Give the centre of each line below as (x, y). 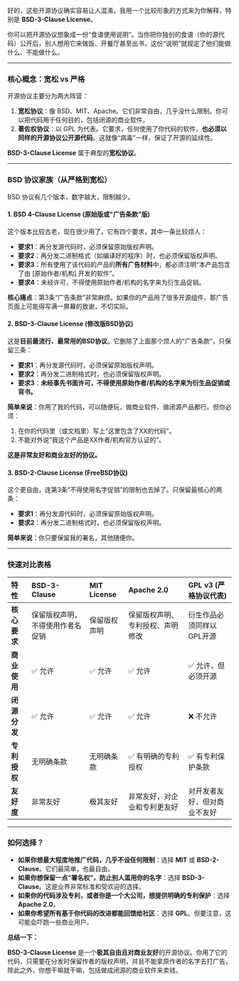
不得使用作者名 (57, 625)
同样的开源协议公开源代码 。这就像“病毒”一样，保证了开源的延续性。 (117, 138)
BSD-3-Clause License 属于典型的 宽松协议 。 (74, 153)
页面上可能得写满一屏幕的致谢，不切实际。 (70, 306)
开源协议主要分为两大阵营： (48, 96)
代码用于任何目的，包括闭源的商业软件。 (90, 120)
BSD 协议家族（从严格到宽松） (59, 180)
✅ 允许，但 (207, 666)
